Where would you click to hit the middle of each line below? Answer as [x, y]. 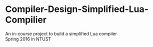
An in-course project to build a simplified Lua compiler [61, 33]
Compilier [26, 20]
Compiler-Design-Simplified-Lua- [77, 9]
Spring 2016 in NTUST [28, 39]
